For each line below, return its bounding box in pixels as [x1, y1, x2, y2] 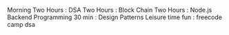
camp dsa [7, 21, 36, 28]
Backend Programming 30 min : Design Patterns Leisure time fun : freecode [7, 13, 223, 21]
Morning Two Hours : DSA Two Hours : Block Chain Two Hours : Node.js [7, 6, 212, 14]
